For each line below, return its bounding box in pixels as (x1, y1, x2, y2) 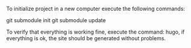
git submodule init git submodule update (6, 17, 106, 23)
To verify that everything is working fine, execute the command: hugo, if (6, 28, 185, 35)
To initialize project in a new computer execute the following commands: (6, 5, 185, 12)
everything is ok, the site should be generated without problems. (6, 35, 166, 41)
